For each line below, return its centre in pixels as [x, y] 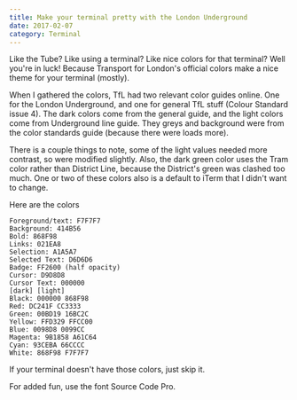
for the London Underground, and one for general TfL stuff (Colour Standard [148, 105]
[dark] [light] [37, 291]
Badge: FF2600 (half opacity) [65, 268]
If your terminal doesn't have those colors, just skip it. [107, 370]
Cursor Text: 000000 [47, 283]
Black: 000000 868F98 [49, 299]
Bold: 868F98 [33, 237]
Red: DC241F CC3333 [45, 307]
